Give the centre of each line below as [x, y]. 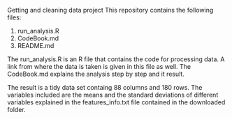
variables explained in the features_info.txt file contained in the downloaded [116, 102]
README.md [36, 46]
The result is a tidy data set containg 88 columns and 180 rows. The [105, 87]
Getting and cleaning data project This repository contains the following [110, 10]
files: [14, 17]
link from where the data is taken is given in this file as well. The [99, 66]
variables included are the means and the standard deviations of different [113, 95]
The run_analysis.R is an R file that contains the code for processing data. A [116, 59]
